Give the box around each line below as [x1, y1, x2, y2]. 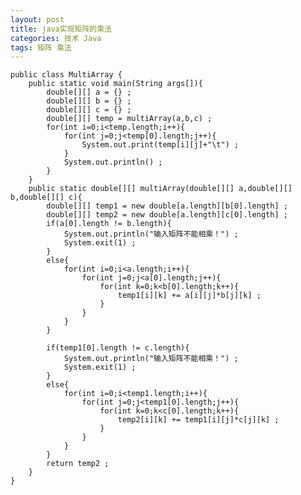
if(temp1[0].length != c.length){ [46, 343, 190, 353]
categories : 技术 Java [10, 33, 102, 43]
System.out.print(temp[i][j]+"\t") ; [81, 140, 240, 150]
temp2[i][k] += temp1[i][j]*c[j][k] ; [117, 415, 280, 425]
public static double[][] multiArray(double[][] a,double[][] [28, 184, 293, 194]
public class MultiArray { [10, 70, 123, 80]
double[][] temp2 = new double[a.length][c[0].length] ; [46, 210, 288, 220]
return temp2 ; [46, 459, 110, 469]
